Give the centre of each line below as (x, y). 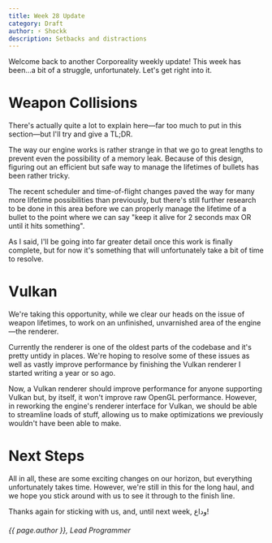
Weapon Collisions (73, 103)
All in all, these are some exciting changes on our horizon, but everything (130, 479)
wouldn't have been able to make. (65, 424)
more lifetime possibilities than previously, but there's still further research (132, 200)
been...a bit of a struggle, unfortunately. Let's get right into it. (110, 71)
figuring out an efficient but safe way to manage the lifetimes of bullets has (134, 167)
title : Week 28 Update (47, 16)
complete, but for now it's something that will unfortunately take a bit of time (136, 250)
